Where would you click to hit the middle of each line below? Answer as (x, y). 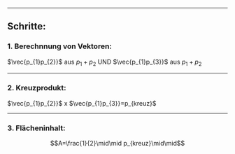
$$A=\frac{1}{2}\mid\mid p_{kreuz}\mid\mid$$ (117, 143)
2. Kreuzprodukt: (37, 88)
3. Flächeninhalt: (36, 128)
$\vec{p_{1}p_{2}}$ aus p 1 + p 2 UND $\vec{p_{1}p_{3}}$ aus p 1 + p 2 (105, 62)
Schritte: (27, 26)
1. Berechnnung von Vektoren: (59, 46)
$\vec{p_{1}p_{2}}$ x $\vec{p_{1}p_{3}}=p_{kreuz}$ (82, 103)
